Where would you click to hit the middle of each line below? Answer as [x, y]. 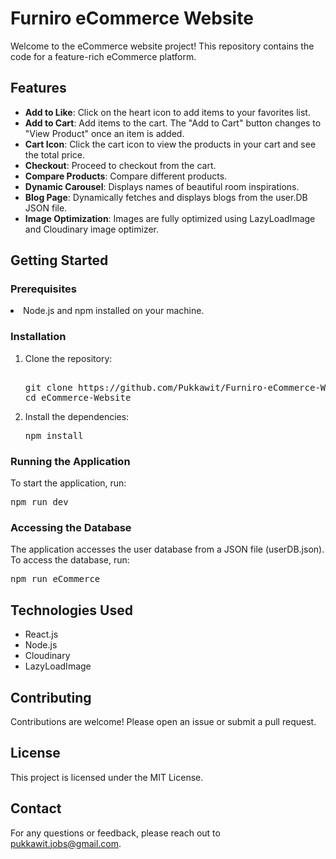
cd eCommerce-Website [78, 397]
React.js [41, 634]
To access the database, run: [70, 560]
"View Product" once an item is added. [104, 133]
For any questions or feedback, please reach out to [115, 833]
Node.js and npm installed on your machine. [114, 311]
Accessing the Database [71, 527]
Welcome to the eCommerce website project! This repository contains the [162, 46]
